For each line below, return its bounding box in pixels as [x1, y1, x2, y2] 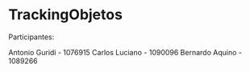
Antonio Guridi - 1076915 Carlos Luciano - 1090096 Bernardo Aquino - [8, 47, 242, 57]
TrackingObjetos [8, 6, 123, 24]
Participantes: [8, 32, 55, 42]
